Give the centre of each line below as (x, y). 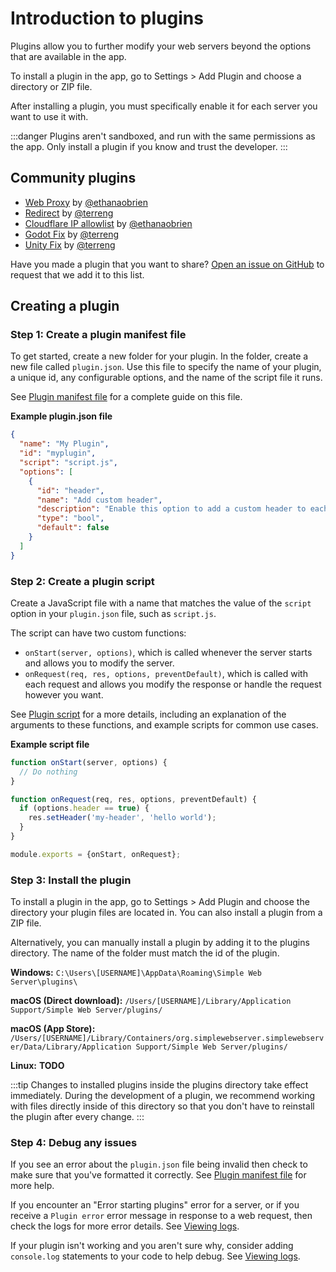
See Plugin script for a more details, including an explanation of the (148, 714)
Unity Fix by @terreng (70, 244)
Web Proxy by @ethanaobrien (86, 202)
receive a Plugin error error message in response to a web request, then (161, 1216)
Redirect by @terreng (69, 213)
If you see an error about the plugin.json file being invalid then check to (159, 1164)
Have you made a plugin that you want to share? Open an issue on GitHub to (167, 264)
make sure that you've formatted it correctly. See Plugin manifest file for (158, 1175)
